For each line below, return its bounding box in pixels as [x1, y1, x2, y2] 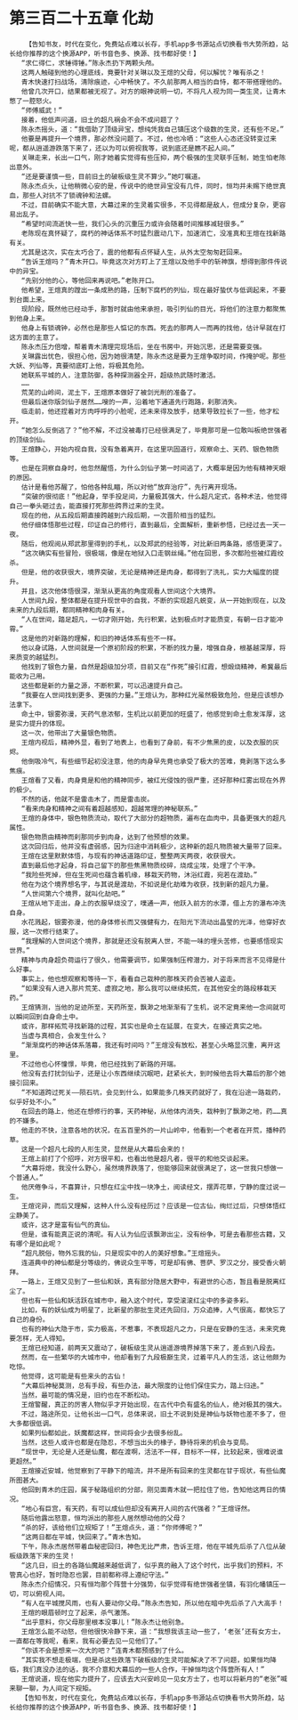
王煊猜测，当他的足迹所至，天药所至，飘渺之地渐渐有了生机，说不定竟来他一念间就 [20, 1002, 280, 1011]
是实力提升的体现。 [9, 718, 69, 728]
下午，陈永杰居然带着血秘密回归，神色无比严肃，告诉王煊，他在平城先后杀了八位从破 [20, 1542, 286, 1551]
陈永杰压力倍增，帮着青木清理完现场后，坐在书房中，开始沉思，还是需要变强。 [20, 342, 267, 352]
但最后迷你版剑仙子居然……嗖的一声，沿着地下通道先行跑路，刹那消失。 [20, 397, 242, 406]
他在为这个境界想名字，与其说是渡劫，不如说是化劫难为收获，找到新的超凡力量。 [20, 880, 273, 888]
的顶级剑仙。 [9, 435, 50, 444]
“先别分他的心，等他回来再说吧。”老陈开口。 [20, 276, 158, 285]
